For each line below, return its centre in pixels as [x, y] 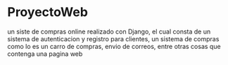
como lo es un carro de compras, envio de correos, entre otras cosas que [114, 46]
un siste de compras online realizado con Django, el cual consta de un [109, 31]
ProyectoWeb [47, 12]
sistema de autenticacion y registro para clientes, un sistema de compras [113, 38]
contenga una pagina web [45, 54]
